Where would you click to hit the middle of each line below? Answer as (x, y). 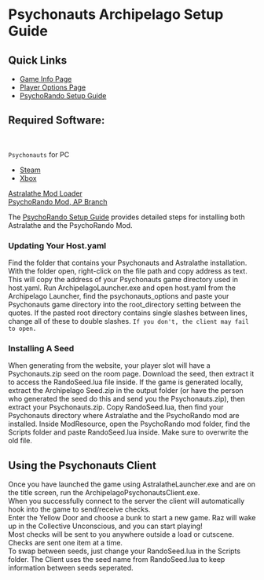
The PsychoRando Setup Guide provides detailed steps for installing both (126, 217)
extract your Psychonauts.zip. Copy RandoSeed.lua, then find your (116, 407)
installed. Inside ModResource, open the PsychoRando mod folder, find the (129, 424)
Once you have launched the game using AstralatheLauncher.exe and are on (132, 484)
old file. (20, 441)
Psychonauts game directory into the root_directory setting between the (125, 305)
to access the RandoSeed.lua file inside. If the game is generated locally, (126, 382)
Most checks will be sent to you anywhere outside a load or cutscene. (121, 534)
